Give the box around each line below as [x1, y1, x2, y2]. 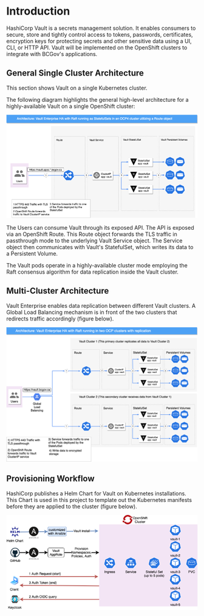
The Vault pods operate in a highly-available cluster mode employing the [6, 262, 188, 269]
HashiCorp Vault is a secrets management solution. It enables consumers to [6, 24, 196, 32]
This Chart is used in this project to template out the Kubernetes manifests [6, 496, 192, 503]
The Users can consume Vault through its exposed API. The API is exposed [6, 224, 194, 232]
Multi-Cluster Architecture [6, 286, 109, 296]
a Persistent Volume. [6, 250, 58, 257]
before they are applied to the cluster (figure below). [6, 503, 138, 510]
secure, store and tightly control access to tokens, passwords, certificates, [6, 30, 193, 38]
